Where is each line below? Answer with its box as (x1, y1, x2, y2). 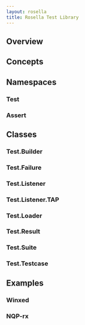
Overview (6, 36, 44, 47)
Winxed (6, 296, 29, 304)
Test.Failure (6, 163, 42, 171)
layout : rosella (6, 8, 47, 15)
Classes (6, 129, 37, 139)
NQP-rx (6, 312, 29, 320)
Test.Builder (6, 147, 43, 155)
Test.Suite (6, 243, 37, 252)
